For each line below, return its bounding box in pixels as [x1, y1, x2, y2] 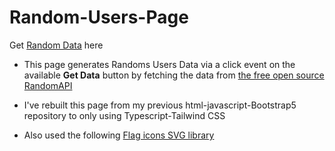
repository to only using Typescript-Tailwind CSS [23, 109, 226, 121]
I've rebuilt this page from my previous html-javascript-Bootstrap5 [23, 99, 297, 111]
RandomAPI [23, 79, 73, 91]
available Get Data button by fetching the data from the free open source [23, 69, 325, 81]
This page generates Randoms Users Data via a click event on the [23, 58, 296, 70]
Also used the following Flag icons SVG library [23, 129, 215, 141]
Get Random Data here [9, 39, 104, 51]
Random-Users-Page [9, 6, 189, 29]
